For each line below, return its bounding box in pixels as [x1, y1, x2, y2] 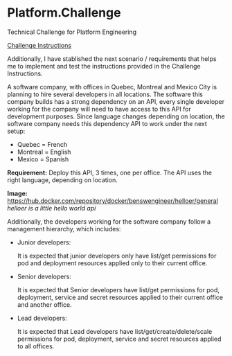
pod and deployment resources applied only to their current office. [17, 258, 208, 267]
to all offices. [17, 341, 55, 350]
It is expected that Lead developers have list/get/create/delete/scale [17, 327, 213, 335]
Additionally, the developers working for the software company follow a [7, 217, 211, 226]
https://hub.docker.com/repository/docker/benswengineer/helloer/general [7, 196, 218, 205]
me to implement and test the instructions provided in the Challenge [7, 62, 201, 70]
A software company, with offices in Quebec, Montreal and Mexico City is [7, 82, 217, 91]
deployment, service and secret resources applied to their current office [17, 293, 224, 301]
